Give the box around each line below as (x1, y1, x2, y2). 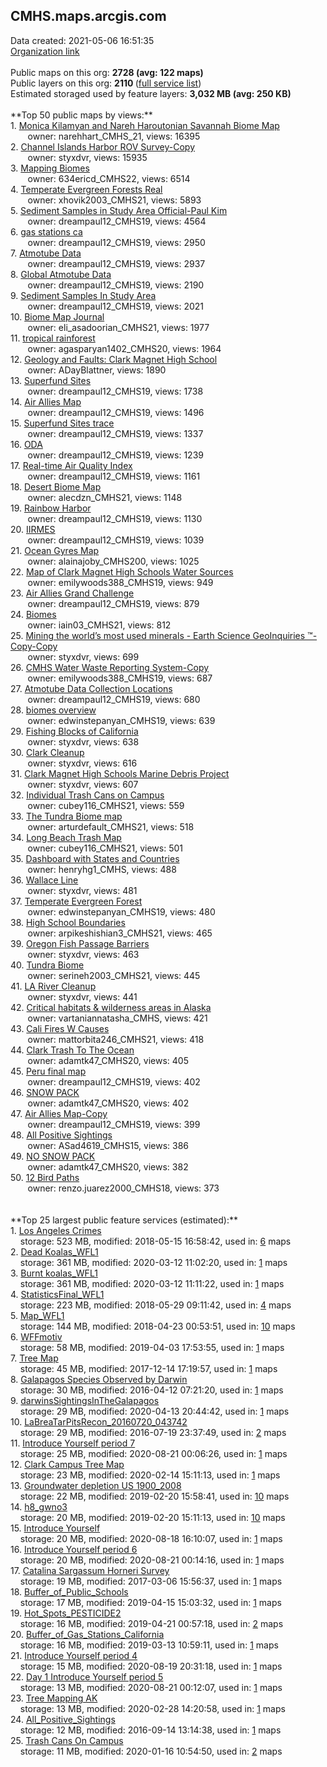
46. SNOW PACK (10, 1086, 80, 1098)
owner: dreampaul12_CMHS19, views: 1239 (27, 449, 204, 461)
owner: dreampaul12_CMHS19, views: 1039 (27, 534, 205, 546)
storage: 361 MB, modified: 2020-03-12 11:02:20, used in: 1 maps (19, 1256, 288, 1268)
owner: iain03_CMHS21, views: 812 (27, 619, 172, 631)
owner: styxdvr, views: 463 (27, 948, 140, 960)
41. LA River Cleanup (10, 980, 97, 992)
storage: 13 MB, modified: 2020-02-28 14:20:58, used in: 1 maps (19, 1702, 286, 1714)
